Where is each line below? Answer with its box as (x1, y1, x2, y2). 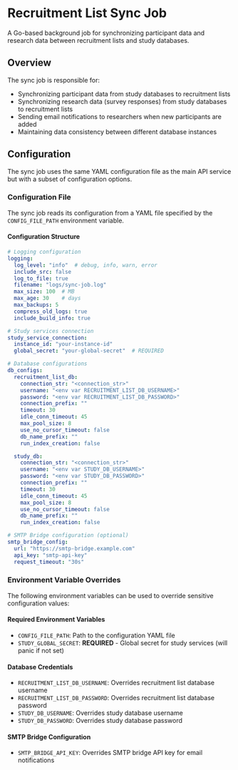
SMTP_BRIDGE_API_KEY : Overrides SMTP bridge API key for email (17, 749, 203, 757)
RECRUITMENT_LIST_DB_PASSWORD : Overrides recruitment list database (17, 694, 215, 702)
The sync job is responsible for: (7, 76, 100, 84)
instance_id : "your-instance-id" (14, 341, 113, 348)
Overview (7, 57, 52, 69)
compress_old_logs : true (14, 308, 88, 315)
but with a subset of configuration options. (7, 175, 133, 183)
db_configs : (7, 367, 43, 374)
